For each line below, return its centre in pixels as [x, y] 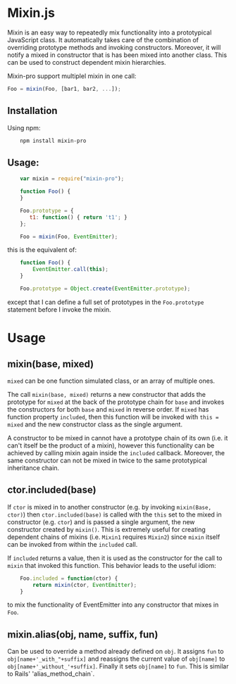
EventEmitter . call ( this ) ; [71, 270]
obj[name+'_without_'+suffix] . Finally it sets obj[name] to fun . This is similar [118, 666]
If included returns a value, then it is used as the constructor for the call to [115, 558]
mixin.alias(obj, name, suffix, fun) [83, 634]
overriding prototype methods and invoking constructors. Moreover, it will [114, 47]
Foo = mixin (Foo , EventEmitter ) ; [69, 236]
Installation [32, 111]
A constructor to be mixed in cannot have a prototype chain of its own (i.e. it [118, 438]
